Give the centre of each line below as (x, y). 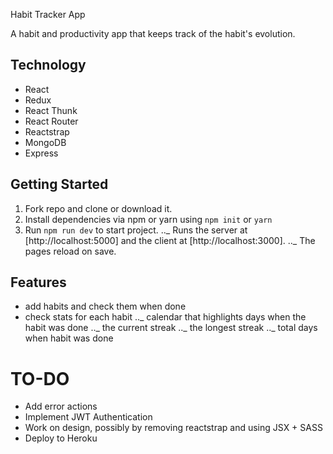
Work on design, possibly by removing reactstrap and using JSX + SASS (173, 428)
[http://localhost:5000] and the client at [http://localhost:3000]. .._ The (170, 240)
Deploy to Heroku (61, 438)
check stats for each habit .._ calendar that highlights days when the (165, 317)
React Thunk (51, 110)
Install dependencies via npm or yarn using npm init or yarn (148, 219)
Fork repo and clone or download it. (98, 208)
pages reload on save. (70, 251)
